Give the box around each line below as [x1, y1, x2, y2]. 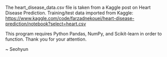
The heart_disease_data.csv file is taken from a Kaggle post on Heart [5, 5, 151, 10]
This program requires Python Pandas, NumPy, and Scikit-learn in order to [5, 31, 162, 36]
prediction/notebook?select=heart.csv [5, 21, 86, 27]
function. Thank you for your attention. [5, 36, 87, 42]
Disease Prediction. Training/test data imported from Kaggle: [5, 10, 134, 16]
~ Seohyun [5, 46, 29, 52]
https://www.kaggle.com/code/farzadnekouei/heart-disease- [5, 15, 135, 21]
